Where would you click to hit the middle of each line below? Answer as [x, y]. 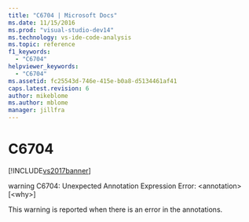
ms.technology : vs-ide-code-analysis [70, 37]
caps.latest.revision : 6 [49, 88]
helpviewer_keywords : [44, 67]
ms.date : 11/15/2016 [42, 23]
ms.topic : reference [42, 45]
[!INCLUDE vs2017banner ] [50, 170]
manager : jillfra [37, 111]
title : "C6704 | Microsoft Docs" [63, 15]
